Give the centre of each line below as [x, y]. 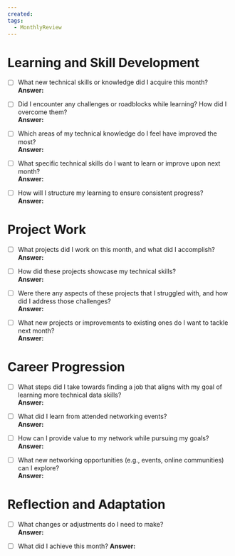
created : [20, 14]
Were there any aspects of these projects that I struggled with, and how [123, 293]
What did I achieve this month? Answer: [77, 546]
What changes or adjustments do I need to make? [90, 524]
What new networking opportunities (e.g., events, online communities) [121, 460]
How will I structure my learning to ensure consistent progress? [110, 193]
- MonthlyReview [38, 27]
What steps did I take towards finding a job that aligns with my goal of [120, 387]
